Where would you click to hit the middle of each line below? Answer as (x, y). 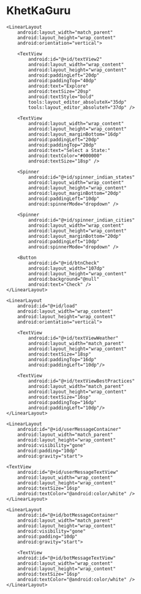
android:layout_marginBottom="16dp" (75, 134)
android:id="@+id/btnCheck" (64, 263)
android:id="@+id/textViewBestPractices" (82, 381)
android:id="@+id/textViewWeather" (74, 338)
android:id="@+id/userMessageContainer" (69, 429)
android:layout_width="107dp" (67, 268)
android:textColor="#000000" (65, 156)
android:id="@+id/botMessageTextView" (67, 558)
